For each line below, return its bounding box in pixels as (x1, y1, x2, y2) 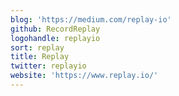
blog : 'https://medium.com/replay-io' (10, 14, 172, 25)
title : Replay (10, 52, 70, 62)
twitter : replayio (10, 61, 87, 71)
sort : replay (10, 42, 65, 53)
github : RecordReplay (10, 24, 101, 34)
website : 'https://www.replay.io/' (10, 71, 159, 81)
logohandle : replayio (10, 33, 101, 43)
